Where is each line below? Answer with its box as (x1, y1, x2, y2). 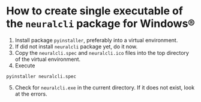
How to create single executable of (6, 4, 183, 18)
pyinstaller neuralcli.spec (6, 73, 77, 79)
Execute (14, 61, 35, 69)
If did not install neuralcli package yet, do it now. (14, 43, 138, 50)
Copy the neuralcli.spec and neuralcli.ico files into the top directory (14, 49, 189, 56)
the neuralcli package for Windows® (6, 17, 195, 30)
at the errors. (14, 90, 47, 97)
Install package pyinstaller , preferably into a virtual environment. (14, 36, 178, 44)
